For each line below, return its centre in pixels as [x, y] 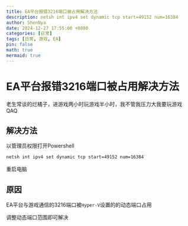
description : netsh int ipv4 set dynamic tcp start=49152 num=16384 [92, 17]
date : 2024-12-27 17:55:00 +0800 [47, 28]
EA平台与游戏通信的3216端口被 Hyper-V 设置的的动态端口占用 [79, 205]
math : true [20, 50]
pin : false [20, 45]
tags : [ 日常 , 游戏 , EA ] [33, 39]
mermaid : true [24, 55]
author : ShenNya [26, 22]
